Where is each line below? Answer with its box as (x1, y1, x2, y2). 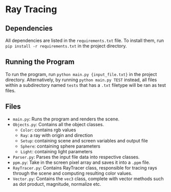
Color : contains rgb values (20, 127, 76, 133)
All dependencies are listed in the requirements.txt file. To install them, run (5, 37, 164, 43)
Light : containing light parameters (20, 148, 93, 154)
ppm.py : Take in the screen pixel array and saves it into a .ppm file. (12, 159, 151, 165)
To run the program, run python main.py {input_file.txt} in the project (5, 71, 157, 77)
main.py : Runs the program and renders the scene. (12, 116, 120, 122)
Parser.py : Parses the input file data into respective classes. (12, 154, 140, 160)
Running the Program (5, 58, 75, 66)
